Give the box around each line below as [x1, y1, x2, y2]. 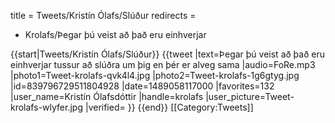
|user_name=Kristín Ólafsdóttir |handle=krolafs [10, 91, 204, 102]
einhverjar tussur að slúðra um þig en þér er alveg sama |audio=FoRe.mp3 [10, 59, 316, 70]
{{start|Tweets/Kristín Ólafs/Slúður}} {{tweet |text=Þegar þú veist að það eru [10, 48, 325, 60]
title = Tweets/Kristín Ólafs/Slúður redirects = [10, 10, 197, 21]
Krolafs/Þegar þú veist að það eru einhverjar [24, 29, 207, 40]
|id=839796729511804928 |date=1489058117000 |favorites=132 [10, 80, 275, 92]
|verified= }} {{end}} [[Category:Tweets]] [84, 101, 254, 113]
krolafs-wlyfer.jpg [10, 101, 83, 113]
